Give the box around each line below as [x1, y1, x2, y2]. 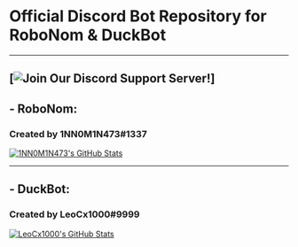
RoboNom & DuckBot [9, 25, 167, 45]
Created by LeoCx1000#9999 [9, 208, 140, 220]
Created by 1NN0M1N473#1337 [9, 127, 148, 140]
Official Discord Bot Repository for [9, 6, 268, 27]
